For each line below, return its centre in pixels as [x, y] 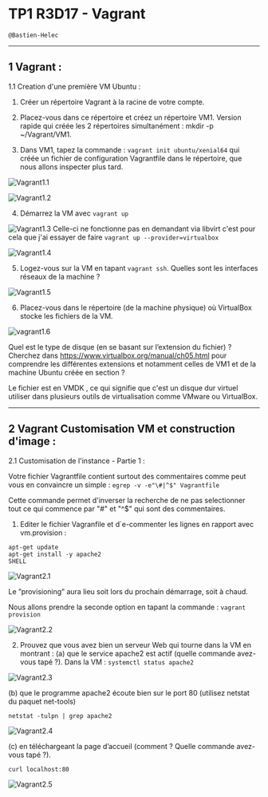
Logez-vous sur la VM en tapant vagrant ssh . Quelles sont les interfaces [139, 268]
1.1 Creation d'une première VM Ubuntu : [75, 86]
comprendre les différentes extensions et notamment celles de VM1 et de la [132, 363]
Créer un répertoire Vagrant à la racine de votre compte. [112, 101]
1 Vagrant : [35, 67]
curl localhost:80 [39, 769]
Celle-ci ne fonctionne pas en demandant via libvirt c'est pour [154, 228]
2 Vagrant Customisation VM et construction [122, 429]
